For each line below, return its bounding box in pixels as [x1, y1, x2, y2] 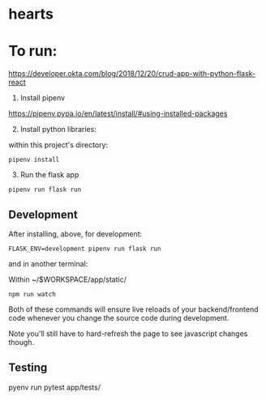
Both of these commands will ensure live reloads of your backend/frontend [8, 304, 259, 314]
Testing [8, 361, 48, 375]
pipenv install [8, 155, 60, 164]
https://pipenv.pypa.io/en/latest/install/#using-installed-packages [8, 109, 228, 118]
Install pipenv [19, 93, 66, 103]
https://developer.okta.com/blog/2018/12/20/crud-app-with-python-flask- [8, 69, 256, 79]
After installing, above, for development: [8, 228, 143, 239]
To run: [8, 42, 58, 61]
